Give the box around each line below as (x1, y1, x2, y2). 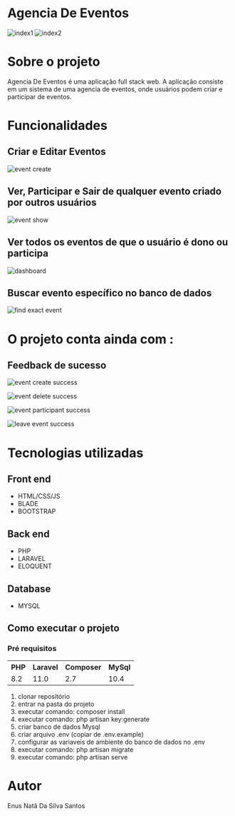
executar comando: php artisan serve (17, 752, 128, 761)
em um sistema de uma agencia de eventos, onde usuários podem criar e (7, 84, 223, 94)
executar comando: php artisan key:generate (17, 715, 150, 723)
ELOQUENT (17, 562, 52, 570)
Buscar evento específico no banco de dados (7, 287, 212, 299)
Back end (7, 528, 50, 540)
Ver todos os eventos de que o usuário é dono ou (7, 236, 229, 248)
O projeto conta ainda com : (7, 331, 174, 347)
